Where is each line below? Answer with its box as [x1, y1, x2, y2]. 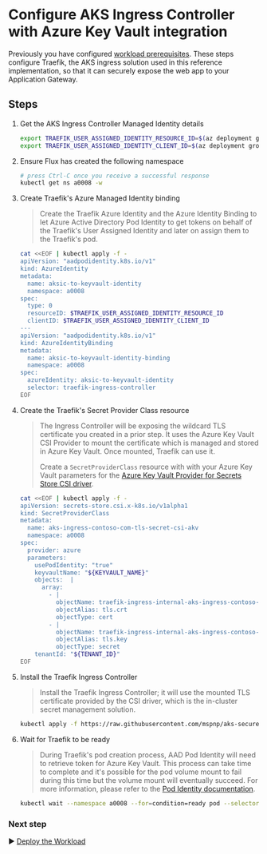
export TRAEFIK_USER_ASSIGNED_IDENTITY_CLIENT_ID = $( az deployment [19, 141, 245, 149]
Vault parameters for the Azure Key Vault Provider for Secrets [39, 470, 241, 480]
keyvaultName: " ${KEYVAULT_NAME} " [34, 569, 149, 577]
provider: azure [27, 546, 81, 554]
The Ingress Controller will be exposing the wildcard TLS [39, 421, 226, 431]
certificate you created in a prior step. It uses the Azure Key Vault [39, 429, 254, 439]
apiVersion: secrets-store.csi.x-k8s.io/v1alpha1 [19, 502, 189, 510]
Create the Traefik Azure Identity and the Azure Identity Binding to [39, 209, 257, 219]
